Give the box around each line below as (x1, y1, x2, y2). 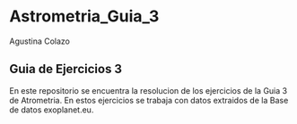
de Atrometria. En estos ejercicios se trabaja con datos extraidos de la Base (9, 95, 289, 105)
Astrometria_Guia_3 (9, 6, 160, 27)
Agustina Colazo (9, 36, 70, 46)
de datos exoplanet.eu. (9, 104, 94, 115)
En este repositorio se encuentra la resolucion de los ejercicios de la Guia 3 (9, 85, 288, 95)
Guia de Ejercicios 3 (9, 62, 123, 77)
